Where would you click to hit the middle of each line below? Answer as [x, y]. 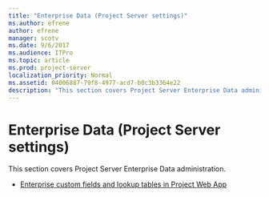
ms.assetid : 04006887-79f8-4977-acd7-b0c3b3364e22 [94, 82]
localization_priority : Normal [60, 75]
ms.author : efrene [39, 23]
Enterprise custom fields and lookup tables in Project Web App [123, 184]
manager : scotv [34, 38]
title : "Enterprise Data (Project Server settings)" [98, 16]
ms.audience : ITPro [41, 53]
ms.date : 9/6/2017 [39, 46]
